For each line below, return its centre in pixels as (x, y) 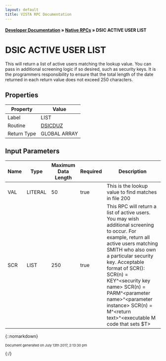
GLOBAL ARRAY (59, 133)
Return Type (22, 133)
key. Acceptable (125, 262)
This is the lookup (127, 186)
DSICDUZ (52, 125)
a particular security (130, 256)
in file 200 (119, 198)
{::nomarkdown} (22, 336)
